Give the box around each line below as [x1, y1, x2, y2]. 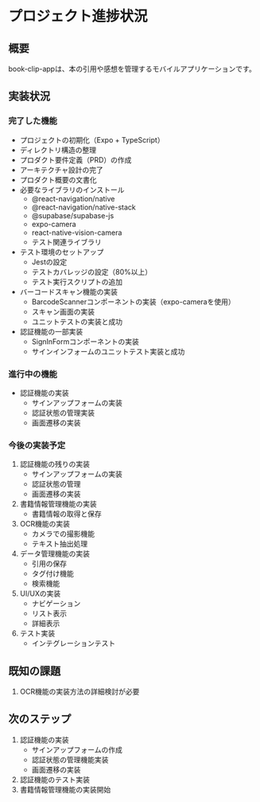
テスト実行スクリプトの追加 [31, 276, 123, 287]
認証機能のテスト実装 [19, 774, 90, 784]
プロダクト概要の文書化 [19, 174, 97, 184]
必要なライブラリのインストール [19, 185, 125, 194]
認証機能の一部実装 [19, 327, 83, 336]
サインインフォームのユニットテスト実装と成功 [31, 346, 185, 356]
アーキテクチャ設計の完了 [19, 165, 103, 174]
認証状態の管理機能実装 [31, 754, 109, 765]
